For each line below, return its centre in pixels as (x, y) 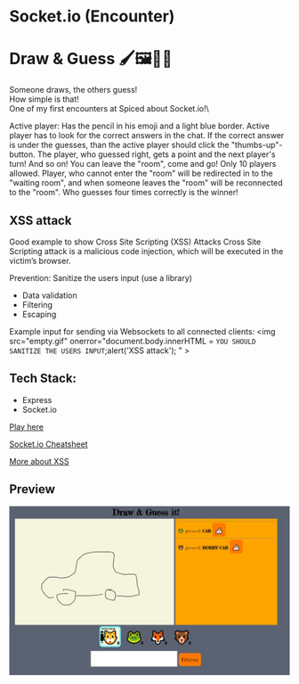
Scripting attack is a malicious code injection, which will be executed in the (146, 251)
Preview (32, 489)
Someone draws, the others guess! (73, 90)
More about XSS (39, 461)
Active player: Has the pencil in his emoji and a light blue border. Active (139, 126)
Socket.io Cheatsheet (48, 444)
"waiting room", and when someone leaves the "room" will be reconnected (146, 183)
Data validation (49, 295)
